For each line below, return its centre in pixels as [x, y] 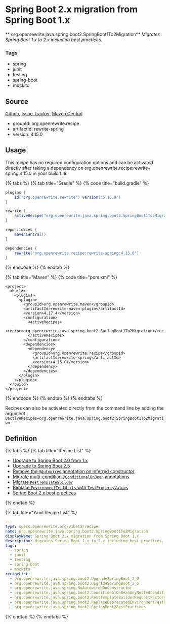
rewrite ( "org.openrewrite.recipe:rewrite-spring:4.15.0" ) [77, 253]
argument [15, 414]
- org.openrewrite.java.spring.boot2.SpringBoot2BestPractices [78, 607]
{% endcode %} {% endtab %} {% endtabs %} [54, 398]
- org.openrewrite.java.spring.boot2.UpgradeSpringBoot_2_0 [74, 579]
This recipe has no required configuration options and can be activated [79, 162]
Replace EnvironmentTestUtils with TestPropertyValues [70, 488]
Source [17, 101]
